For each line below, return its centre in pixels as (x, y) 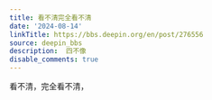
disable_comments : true (54, 59)
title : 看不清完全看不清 (51, 18)
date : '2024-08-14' (46, 26)
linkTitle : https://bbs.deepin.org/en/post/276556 (106, 34)
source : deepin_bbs (46, 43)
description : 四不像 (48, 51)
